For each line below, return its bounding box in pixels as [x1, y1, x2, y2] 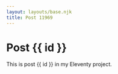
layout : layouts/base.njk [6, 8, 72, 15]
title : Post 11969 [6, 15, 53, 21]
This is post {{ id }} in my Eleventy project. [6, 61, 113, 68]
